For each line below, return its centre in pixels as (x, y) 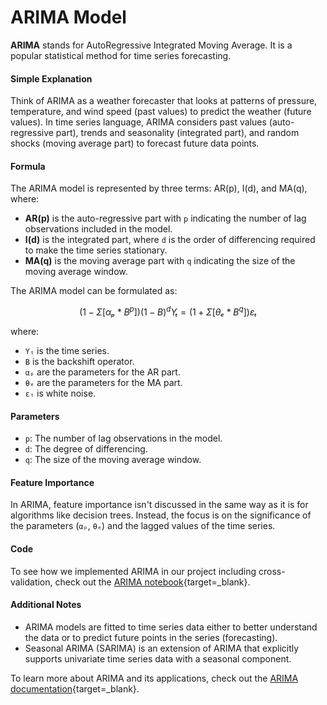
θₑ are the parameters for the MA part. (103, 382)
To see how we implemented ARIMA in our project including (133, 571)
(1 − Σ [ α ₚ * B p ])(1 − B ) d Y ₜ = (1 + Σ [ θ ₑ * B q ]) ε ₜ (168, 311)
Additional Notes (46, 605)
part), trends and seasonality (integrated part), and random (177, 133)
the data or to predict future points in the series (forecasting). (151, 637)
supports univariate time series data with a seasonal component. (158, 658)
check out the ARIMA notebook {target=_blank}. (152, 582)
